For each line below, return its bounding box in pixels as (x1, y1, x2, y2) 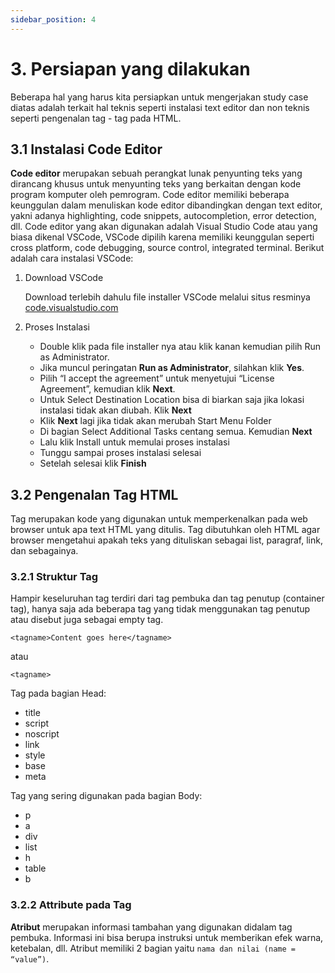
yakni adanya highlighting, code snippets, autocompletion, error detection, (10, 210, 317, 222)
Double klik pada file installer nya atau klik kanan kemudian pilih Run (39, 341, 322, 353)
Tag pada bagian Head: (10, 687, 107, 700)
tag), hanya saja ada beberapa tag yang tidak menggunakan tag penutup (10, 603, 311, 615)
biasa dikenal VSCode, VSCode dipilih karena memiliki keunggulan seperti (10, 231, 315, 243)
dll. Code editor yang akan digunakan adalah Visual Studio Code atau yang (10, 221, 318, 233)
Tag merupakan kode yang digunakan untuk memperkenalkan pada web (10, 513, 308, 525)
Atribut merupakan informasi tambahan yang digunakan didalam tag (10, 921, 293, 933)
